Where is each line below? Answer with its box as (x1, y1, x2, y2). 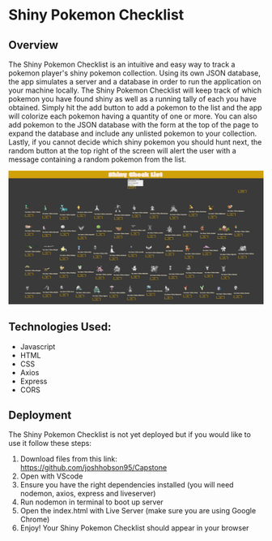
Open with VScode (19, 471, 83, 481)
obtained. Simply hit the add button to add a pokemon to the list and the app (8, 103, 262, 112)
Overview (8, 38, 59, 52)
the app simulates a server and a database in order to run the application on (8, 77, 261, 86)
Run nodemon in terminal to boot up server (19, 497, 164, 507)
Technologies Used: (8, 320, 112, 334)
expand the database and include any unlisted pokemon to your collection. (8, 128, 257, 138)
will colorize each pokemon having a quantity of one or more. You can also (8, 111, 257, 121)
